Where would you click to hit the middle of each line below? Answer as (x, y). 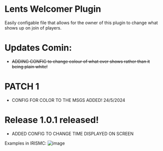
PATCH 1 (22, 87)
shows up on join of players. (33, 28)
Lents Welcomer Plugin (53, 9)
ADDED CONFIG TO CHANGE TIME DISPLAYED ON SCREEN (72, 133)
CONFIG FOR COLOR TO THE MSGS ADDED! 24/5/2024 (68, 100)
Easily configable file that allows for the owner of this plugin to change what (81, 23)
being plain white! (29, 66)
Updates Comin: (38, 48)
